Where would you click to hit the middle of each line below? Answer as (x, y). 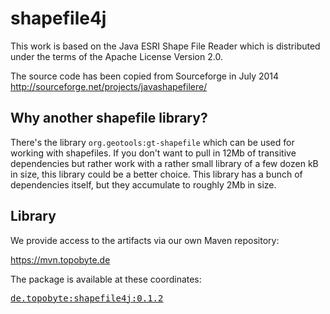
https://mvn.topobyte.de (60, 259)
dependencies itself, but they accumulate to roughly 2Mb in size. (143, 184)
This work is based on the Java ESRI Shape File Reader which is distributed (165, 46)
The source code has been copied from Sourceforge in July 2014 (145, 76)
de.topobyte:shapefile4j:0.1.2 (87, 298)
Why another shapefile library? (109, 118)
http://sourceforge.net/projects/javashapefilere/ (109, 86)
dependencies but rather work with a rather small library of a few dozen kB (164, 163)
